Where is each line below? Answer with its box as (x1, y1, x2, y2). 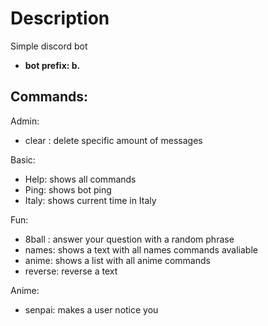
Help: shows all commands (24, 173, 137, 185)
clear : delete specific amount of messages (24, 134, 203, 146)
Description (10, 7, 110, 30)
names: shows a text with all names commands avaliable (24, 243, 258, 256)
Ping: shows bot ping (24, 183, 112, 196)
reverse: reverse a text (24, 265, 118, 277)
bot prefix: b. (24, 59, 81, 71)
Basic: (10, 153, 36, 166)
